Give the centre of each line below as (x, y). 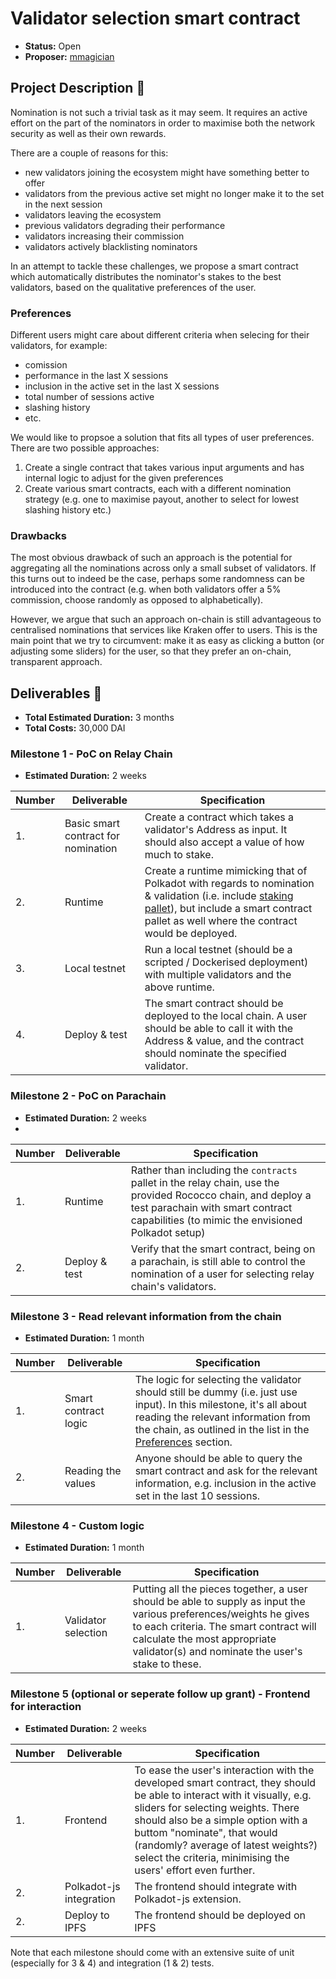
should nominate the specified (215, 1054)
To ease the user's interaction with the (224, 1770)
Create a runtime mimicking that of (226, 871)
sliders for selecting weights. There (217, 1807)
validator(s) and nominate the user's (217, 1652)
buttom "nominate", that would (206, 1832)
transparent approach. (56, 662)
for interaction (46, 1707)
